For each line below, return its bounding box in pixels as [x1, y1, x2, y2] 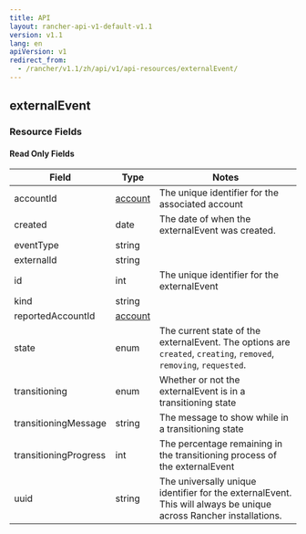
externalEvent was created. [158, 225, 276, 237]
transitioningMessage [14, 417, 107, 430]
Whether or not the [158, 373, 240, 386]
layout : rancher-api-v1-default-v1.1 [9, 22, 153, 31]
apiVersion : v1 [9, 47, 67, 57]
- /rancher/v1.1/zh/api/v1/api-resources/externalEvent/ [17, 65, 239, 74]
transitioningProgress [14, 449, 107, 462]
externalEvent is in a [158, 385, 246, 398]
